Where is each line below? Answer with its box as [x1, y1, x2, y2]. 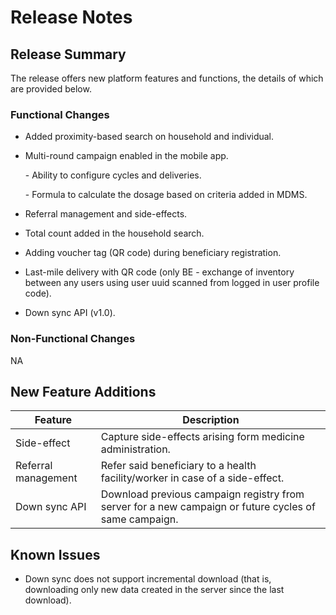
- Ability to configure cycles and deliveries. [24, 169, 202, 181]
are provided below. [10, 83, 92, 95]
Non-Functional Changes [10, 332, 136, 346]
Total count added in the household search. [24, 227, 205, 240]
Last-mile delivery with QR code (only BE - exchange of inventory [24, 266, 295, 278]
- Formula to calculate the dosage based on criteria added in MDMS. [24, 189, 308, 201]
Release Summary [10, 46, 127, 63]
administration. [100, 442, 171, 456]
